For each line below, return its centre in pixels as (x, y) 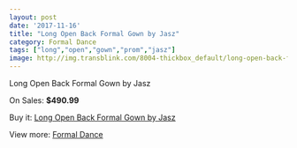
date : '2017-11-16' (45, 26)
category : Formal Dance (53, 42)
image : (21, 58)
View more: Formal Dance (56, 134)
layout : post (33, 17)
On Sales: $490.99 (44, 100)
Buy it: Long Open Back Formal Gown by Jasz (92, 117)
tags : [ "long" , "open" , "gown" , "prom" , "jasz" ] (92, 50)
